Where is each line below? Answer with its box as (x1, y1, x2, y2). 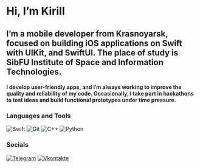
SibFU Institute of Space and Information (6, 57, 164, 68)
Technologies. (6, 66, 62, 77)
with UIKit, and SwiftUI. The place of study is (6, 47, 178, 58)
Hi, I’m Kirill (6, 4, 65, 18)
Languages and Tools (6, 111, 71, 120)
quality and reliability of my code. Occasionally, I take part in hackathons (6, 90, 195, 97)
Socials (6, 141, 29, 149)
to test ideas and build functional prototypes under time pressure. (6, 96, 176, 104)
